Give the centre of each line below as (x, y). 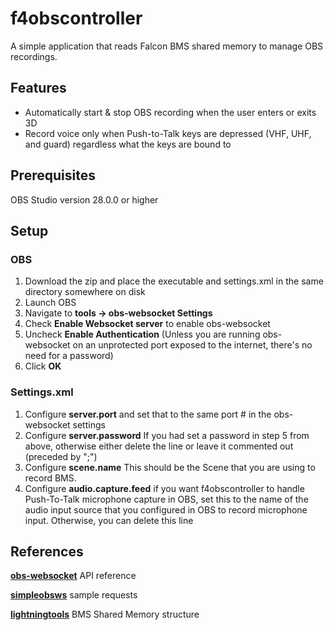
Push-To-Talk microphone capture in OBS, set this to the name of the (166, 499)
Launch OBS (50, 303)
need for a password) (69, 356)
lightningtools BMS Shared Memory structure (105, 614)
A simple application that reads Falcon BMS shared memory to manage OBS (167, 46)
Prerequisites (53, 175)
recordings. (34, 56)
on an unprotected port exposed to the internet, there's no (192, 345)
